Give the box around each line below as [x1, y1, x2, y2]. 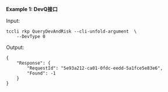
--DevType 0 [16, 34, 45, 40]
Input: [6, 17, 20, 24]
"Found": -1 [27, 70, 57, 76]
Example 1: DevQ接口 [6, 6, 58, 12]
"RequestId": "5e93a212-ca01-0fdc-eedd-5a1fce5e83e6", [27, 65, 163, 71]
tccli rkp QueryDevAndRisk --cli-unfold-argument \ [6, 29, 137, 34]
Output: [6, 44, 24, 51]
